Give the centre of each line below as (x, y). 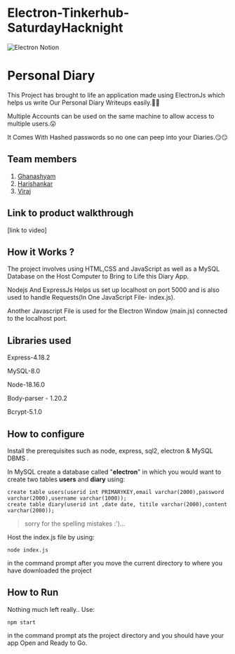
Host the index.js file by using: (51, 537)
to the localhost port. (38, 319)
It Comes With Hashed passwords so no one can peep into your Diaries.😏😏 (117, 137)
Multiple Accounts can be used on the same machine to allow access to (111, 116)
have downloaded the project (50, 570)
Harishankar (35, 183)
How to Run (33, 593)
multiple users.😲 (32, 124)
